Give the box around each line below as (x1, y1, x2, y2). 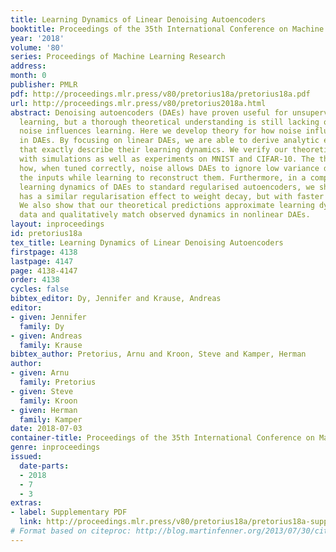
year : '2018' (10, 33, 65, 43)
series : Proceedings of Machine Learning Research (10, 52, 226, 62)
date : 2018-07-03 (10, 424, 83, 434)
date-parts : (19, 461, 70, 471)
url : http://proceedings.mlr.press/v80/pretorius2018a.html (10, 98, 267, 108)
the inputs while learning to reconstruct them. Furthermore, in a (19, 172, 307, 183)
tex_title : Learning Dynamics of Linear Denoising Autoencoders (10, 237, 284, 248)
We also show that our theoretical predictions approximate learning (19, 201, 315, 211)
